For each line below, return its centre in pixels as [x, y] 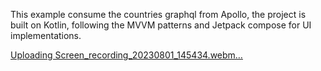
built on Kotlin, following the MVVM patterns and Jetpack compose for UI [161, 25]
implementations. [46, 35]
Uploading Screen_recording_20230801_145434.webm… [126, 55]
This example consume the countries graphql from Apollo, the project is [158, 14]
